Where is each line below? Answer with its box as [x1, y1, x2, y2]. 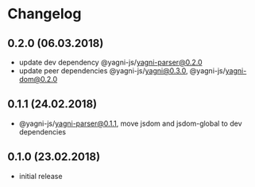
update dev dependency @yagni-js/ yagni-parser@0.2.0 [18, 57, 203, 67]
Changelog [7, 5, 82, 23]
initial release [18, 171, 63, 181]
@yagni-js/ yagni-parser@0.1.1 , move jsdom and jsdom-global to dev [18, 119, 243, 128]
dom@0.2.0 [18, 75, 58, 84]
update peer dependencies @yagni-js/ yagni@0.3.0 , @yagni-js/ [18, 66, 226, 76]
